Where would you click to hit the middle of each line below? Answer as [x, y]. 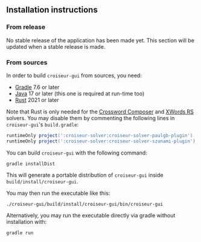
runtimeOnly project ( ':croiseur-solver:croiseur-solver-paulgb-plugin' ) [100, 135]
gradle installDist [31, 164]
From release [26, 27]
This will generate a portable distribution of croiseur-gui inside [85, 175]
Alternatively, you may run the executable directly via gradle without [91, 215]
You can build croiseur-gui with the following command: [77, 153]
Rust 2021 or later [37, 100]
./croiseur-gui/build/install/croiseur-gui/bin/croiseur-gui [85, 204]
